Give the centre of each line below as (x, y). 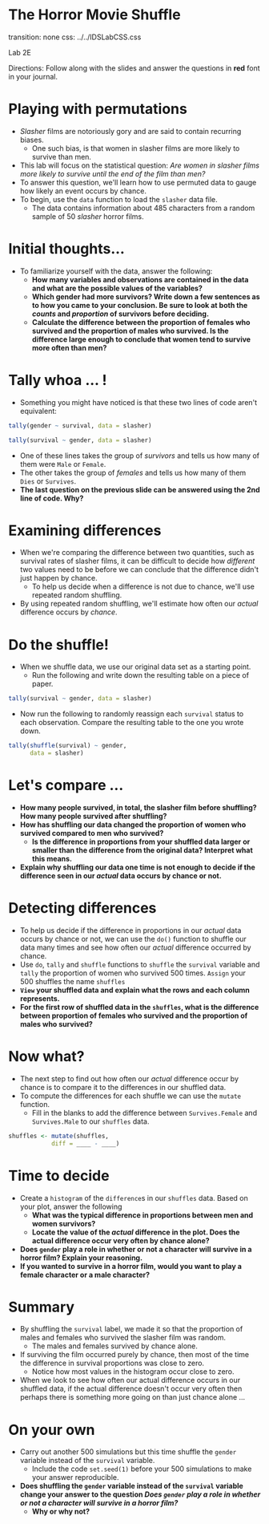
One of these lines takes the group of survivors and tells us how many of (140, 456)
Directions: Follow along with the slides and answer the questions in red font (134, 68)
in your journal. (33, 76)
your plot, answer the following (71, 1206)
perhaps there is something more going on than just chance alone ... (132, 1397)
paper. (42, 684)
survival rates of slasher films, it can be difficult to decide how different (137, 561)
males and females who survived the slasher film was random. (123, 1338)
